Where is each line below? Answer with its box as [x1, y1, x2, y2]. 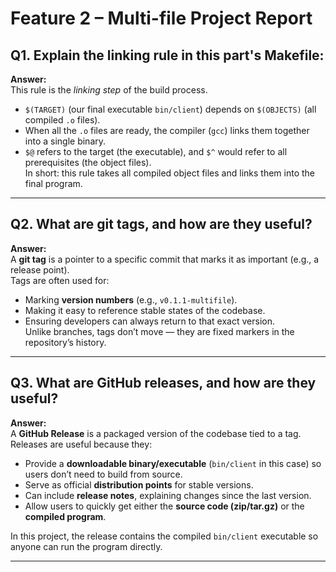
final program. [24, 178, 83, 189]
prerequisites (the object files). [24, 157, 152, 168]
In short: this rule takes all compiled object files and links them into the [24, 167, 315, 179]
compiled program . [24, 510, 107, 522]
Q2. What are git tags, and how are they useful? [10, 216, 313, 233]
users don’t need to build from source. [24, 468, 183, 480]
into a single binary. [24, 135, 107, 147]
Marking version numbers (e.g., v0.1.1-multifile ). [24, 293, 238, 306]
